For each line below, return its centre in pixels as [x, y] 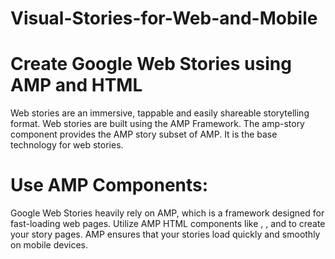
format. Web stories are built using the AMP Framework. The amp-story [157, 124]
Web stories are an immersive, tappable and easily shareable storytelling [160, 113]
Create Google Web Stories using [151, 64]
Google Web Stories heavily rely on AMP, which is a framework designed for [167, 213]
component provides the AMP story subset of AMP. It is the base [144, 134]
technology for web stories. [67, 145]
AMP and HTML [76, 85]
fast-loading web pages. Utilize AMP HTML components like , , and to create [168, 224]
